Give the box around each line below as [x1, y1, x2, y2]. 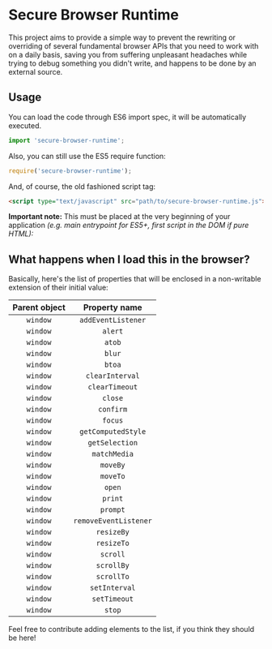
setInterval [90, 583, 136, 593]
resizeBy [96, 527, 130, 537]
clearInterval [85, 372, 140, 380]
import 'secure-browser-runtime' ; [8, 136, 125, 144]
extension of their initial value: [8, 282, 108, 293]
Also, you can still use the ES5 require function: [8, 151, 166, 161]
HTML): [8, 229, 34, 239]
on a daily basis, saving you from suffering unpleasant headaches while [8, 49, 248, 59]
